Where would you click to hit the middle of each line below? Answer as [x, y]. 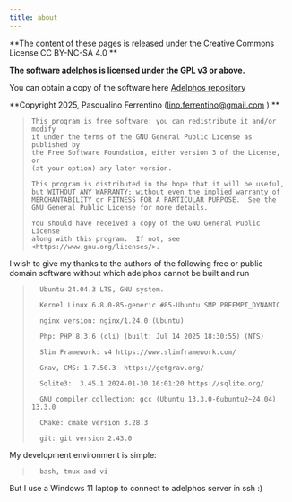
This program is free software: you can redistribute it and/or [154, 121]
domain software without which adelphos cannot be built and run [129, 273]
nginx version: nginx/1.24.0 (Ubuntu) [112, 320]
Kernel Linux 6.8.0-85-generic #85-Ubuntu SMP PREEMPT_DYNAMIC [160, 305]
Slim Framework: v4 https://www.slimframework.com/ [138, 352]
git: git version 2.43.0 [86, 438]
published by [56, 144]
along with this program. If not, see [106, 238]
